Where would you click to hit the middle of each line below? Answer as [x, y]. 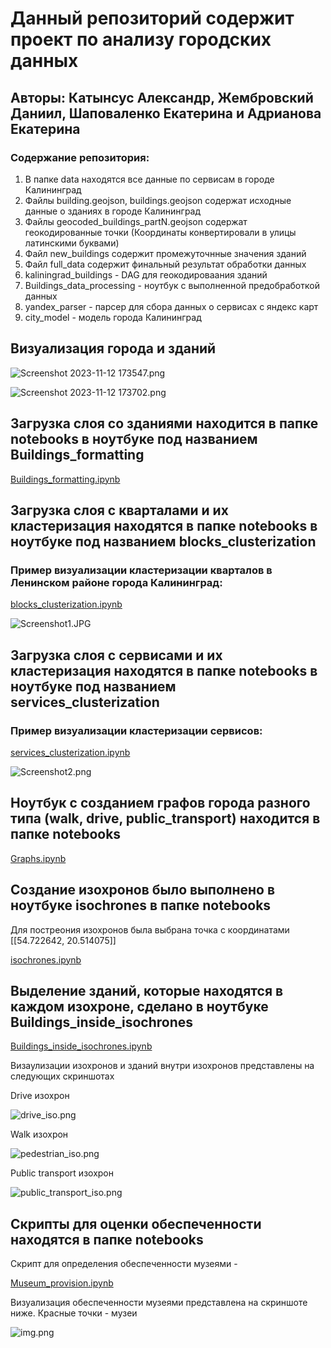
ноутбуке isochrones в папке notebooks [141, 905]
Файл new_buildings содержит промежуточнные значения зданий [165, 253]
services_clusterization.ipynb [70, 752]
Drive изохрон [40, 1096]
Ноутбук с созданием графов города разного [160, 803]
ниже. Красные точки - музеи [74, 1313]
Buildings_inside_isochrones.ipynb [81, 1046]
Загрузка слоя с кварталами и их [119, 510]
